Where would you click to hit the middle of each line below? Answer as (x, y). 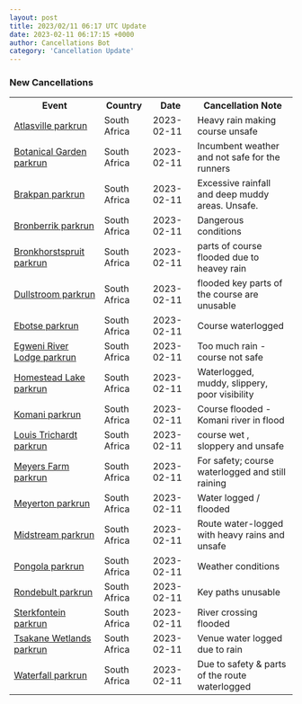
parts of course (230, 246)
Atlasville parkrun (51, 126)
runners (214, 169)
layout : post (34, 18)
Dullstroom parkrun (55, 295)
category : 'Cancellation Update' (72, 51)
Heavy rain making (237, 120)
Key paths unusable (239, 593)
